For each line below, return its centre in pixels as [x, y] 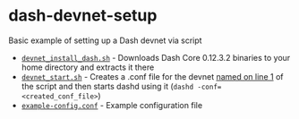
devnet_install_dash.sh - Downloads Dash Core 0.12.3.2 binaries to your [156, 57]
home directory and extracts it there [88, 67]
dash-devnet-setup [83, 16]
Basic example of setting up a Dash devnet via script [105, 40]
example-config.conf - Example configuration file [112, 105]
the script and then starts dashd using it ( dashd [107, 86]
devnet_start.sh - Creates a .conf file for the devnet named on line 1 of [152, 76]
